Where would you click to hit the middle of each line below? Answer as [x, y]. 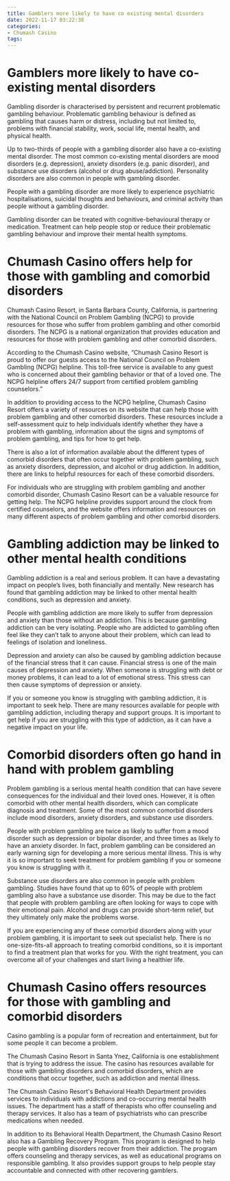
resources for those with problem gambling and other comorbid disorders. [112, 339]
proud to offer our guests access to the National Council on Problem [104, 360]
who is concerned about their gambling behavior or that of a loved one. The [114, 374]
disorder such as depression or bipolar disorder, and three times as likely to [114, 838]
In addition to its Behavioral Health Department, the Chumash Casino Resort [114, 1134]
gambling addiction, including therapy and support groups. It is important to [114, 712]
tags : [15, 39]
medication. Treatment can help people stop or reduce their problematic [109, 227]
